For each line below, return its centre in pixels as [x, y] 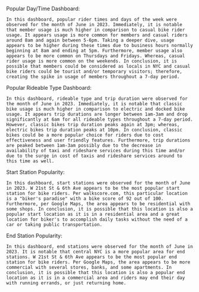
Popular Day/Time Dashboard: [43, 9]
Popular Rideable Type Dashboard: [49, 88]
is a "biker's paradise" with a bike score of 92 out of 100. [85, 199]
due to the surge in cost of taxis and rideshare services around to [94, 156]
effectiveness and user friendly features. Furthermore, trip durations [98, 140]
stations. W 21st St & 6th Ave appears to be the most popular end [92, 257]
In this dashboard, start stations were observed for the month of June [98, 183]
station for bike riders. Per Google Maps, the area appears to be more [98, 262]
